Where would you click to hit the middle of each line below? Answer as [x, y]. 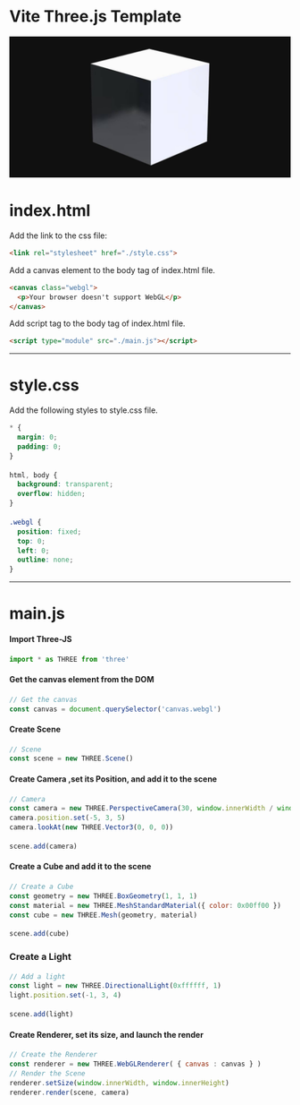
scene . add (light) [42, 1015]
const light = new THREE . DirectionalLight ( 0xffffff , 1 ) [115, 986]
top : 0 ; [32, 541]
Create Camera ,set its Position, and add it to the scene [113, 779]
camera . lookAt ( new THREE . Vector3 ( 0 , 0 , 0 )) [92, 827]
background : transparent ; [66, 484]
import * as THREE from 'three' [69, 659]
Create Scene [35, 729]
